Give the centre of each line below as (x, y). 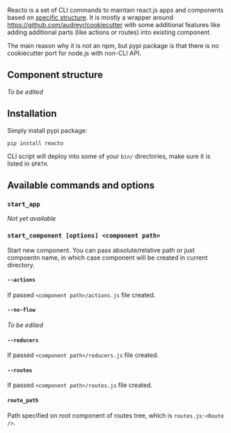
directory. (21, 265)
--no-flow (22, 310)
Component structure (55, 75)
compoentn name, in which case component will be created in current (107, 258)
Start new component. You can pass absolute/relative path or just (101, 250)
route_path (23, 401)
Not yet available (32, 219)
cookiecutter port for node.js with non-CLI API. (74, 53)
